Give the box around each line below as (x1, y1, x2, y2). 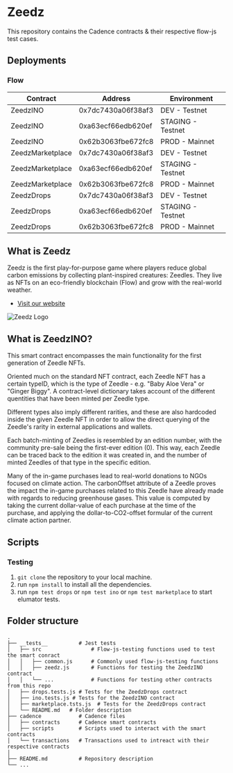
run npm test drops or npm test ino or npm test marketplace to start (17, 587, 213, 596)
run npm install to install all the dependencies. (17, 580, 152, 588)
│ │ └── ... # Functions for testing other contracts (7, 676, 213, 683)
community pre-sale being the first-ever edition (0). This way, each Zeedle (7, 444, 221, 452)
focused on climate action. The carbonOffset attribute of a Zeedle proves (7, 479, 216, 487)
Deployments (7, 55, 67, 67)
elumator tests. (17, 595, 60, 603)
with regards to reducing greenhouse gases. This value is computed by (7, 494, 211, 503)
